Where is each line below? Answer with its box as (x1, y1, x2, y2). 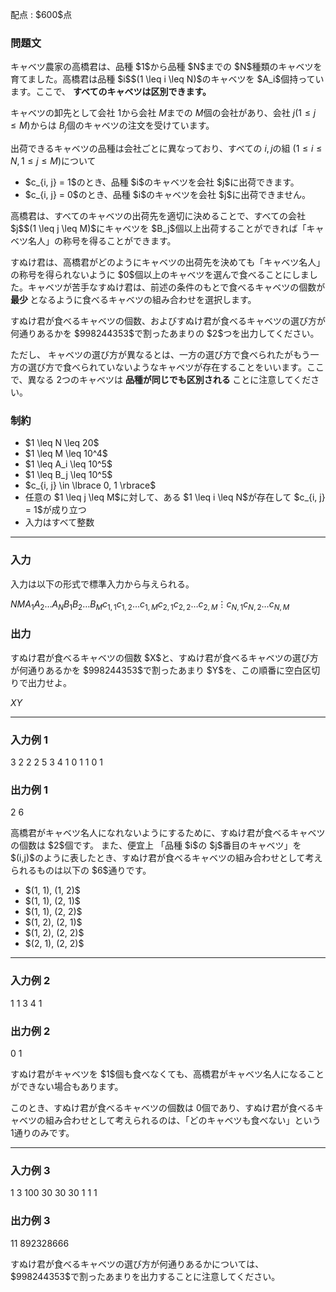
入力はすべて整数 (24, 516, 95, 528)
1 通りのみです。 (10, 1126, 75, 1138)
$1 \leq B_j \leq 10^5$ (24, 469, 113, 481)
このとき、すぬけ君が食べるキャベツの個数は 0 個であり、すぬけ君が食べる (10, 1101, 316, 1113)
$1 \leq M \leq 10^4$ (24, 448, 108, 460)
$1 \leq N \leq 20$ (24, 437, 100, 449)
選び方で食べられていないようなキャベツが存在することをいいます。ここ (27, 361, 325, 373)
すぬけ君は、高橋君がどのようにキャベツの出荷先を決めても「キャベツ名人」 (10, 256, 326, 268)
